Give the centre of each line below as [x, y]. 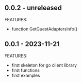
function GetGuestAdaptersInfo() [44, 29]
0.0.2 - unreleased [33, 8]
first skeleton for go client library [44, 65]
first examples [26, 75]
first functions [25, 70]
